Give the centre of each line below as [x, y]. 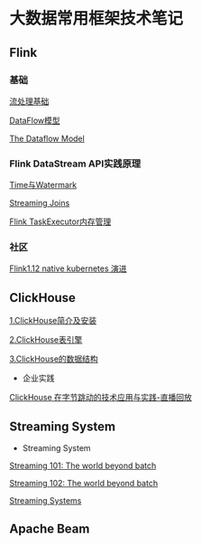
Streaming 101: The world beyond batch [83, 465]
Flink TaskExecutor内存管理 [60, 221]
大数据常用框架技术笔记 [96, 19]
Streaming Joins [40, 203]
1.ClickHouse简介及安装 [53, 321]
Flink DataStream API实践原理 [75, 164]
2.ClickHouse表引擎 [46, 340]
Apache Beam [50, 529]
